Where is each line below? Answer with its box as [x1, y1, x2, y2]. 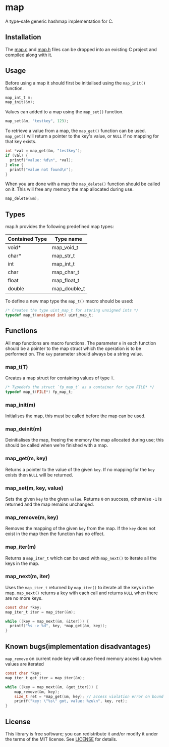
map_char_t [51, 269, 80, 276]
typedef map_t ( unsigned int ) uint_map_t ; [5, 313, 94, 318]
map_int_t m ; [5, 95, 33, 100]
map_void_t [51, 244, 79, 251]
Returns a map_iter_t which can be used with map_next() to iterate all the [5, 555, 157, 561]
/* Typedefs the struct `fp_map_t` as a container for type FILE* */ [5, 384, 155, 389]
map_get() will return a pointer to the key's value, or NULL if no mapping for [5, 133, 159, 139]
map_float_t [51, 277, 80, 284]
